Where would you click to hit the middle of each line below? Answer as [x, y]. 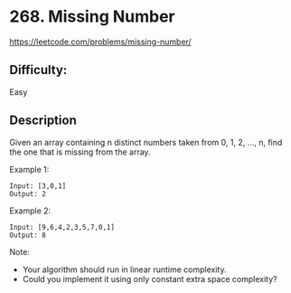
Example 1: [29, 169]
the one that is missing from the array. [80, 152]
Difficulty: [38, 70]
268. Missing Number [93, 17]
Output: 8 [28, 235]
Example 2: [30, 211]
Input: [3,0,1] [38, 186]
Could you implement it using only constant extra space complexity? [150, 279]
